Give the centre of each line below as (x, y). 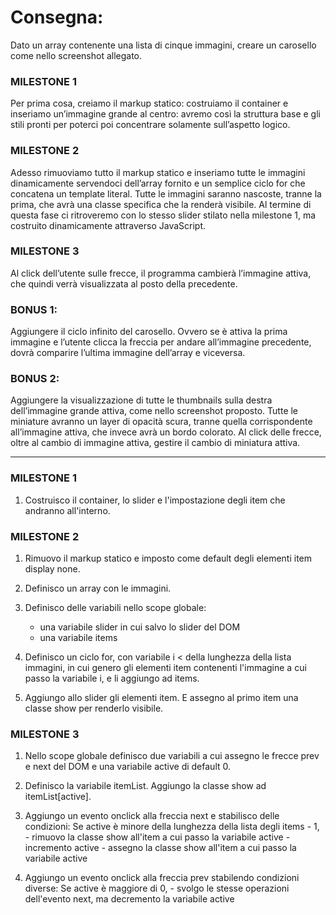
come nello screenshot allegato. (76, 55)
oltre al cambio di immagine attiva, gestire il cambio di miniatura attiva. (155, 443)
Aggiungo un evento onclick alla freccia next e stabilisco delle (152, 816)
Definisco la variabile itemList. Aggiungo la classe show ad (145, 786)
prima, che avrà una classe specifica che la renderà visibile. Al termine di (161, 204)
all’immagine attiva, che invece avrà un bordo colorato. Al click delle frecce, (166, 432)
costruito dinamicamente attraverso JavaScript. (108, 225)
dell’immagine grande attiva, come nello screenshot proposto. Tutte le (154, 411)
